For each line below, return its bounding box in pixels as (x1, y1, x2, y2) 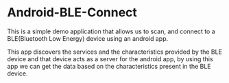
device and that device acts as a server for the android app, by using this (7, 54, 214, 63)
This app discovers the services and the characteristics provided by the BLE (7, 48, 223, 56)
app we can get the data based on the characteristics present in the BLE (7, 62, 211, 70)
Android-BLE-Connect (7, 5, 137, 20)
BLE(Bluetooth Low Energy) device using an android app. (7, 34, 169, 42)
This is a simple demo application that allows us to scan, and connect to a (7, 27, 216, 35)
